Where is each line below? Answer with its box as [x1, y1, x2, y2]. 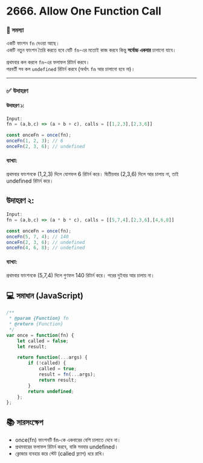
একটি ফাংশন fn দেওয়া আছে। [6, 39, 60, 47]
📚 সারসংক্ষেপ [6, 417, 43, 427]
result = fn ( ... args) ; [38, 371, 96, 377]
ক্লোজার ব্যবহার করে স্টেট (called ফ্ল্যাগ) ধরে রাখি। [14, 450, 106, 458]
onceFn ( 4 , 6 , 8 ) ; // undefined [6, 245, 85, 251]
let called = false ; [17, 338, 69, 344]
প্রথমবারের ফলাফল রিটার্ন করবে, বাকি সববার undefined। [14, 443, 119, 450]
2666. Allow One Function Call [6, 4, 162, 18]
